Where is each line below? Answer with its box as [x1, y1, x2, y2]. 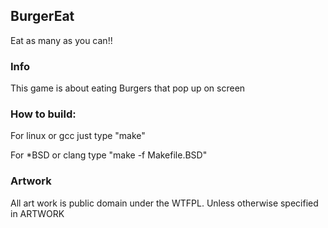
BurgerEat [10, 8, 75, 25]
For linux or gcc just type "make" [10, 130, 146, 142]
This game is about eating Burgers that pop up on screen [10, 82, 246, 94]
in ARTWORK [10, 207, 65, 219]
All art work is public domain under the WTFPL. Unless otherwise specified [10, 197, 319, 209]
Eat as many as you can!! [10, 34, 113, 46]
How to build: [10, 107, 77, 121]
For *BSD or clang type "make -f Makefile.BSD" [10, 149, 208, 161]
